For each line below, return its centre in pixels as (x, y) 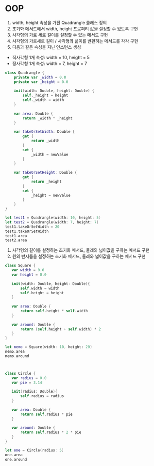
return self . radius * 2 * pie (51, 432)
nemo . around (17, 356)
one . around (16, 459)
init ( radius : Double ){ (34, 392)
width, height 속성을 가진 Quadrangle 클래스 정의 (59, 22)
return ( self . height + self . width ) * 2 (60, 329)
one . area (14, 455)
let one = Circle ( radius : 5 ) (34, 450)
